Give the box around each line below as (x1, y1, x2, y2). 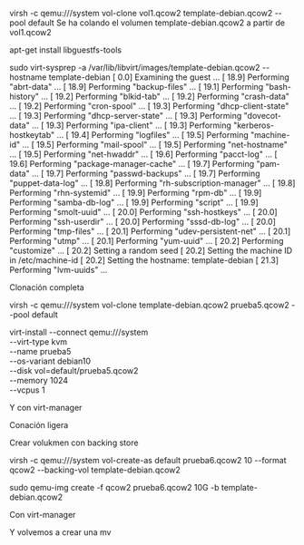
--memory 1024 (9, 375, 69, 385)
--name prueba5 (9, 346, 72, 356)
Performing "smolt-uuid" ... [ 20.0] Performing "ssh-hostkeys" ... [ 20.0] (9, 207, 279, 217)
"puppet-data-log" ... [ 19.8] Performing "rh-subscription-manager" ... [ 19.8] (9, 178, 296, 189)
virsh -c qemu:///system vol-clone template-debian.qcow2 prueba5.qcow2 (9, 299, 290, 310)
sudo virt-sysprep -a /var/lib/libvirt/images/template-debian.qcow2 (9, 63, 260, 73)
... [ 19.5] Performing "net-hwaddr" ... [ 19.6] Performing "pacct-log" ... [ (9, 149, 279, 160)
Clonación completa (9, 282, 84, 293)
